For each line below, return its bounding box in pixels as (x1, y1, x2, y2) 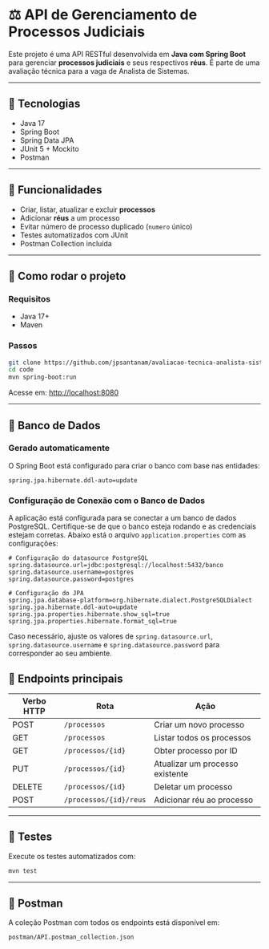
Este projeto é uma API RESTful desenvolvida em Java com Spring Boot (8, 49, 247, 59)
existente (154, 768, 189, 779)
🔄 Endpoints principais (8, 671, 123, 685)
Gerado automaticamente (8, 443, 110, 454)
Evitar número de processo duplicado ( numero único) (19, 221, 193, 231)
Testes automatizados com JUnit (19, 230, 129, 240)
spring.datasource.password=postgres (8, 575, 134, 583)
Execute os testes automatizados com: (8, 851, 136, 861)
